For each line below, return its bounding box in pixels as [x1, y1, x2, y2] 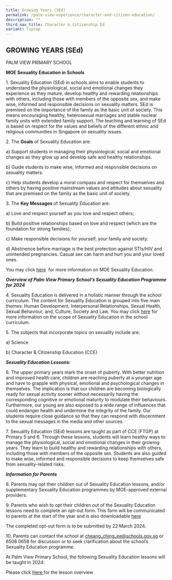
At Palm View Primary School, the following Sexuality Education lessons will [6, 554, 165, 560]
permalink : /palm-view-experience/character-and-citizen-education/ [6, 12, 155, 17]
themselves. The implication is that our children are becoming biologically [6, 385, 161, 392]
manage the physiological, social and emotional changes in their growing [6, 439, 160, 445]
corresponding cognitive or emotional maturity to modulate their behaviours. [6, 396, 167, 402]
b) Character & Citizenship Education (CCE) [6, 349, 98, 355]
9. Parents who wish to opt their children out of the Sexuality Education [6, 502, 156, 508]
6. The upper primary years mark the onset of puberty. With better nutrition [6, 369, 164, 375]
